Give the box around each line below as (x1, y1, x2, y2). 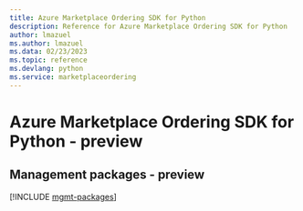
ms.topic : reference (9, 55, 89, 65)
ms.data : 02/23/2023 (9, 47, 89, 56)
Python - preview (9, 131, 143, 151)
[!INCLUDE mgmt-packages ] (9, 191, 117, 202)
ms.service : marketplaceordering (9, 73, 137, 82)
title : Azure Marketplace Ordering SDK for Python (9, 13, 206, 23)
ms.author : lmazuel (9, 38, 84, 48)
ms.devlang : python (9, 65, 84, 74)
